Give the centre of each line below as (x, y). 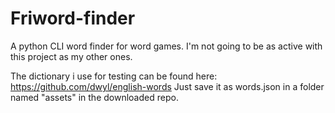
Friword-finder (73, 18)
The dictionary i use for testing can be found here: (114, 76)
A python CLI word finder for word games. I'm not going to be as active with (166, 46)
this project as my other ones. (71, 56)
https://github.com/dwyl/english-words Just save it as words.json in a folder (167, 86)
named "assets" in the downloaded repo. (94, 97)
